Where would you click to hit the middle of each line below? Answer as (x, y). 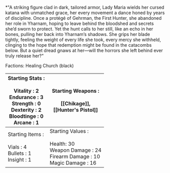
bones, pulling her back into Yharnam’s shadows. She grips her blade (78, 34)
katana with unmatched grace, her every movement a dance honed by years (85, 13)
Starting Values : (69, 131)
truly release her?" (25, 56)
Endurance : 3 (26, 97)
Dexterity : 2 (26, 110)
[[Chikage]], (76, 103)
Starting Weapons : (76, 91)
